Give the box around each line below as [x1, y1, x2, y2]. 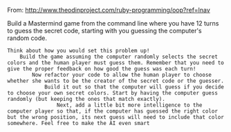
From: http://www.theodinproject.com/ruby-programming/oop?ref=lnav [7, 6, 211, 14]
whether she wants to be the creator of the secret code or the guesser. [7, 77, 225, 84]
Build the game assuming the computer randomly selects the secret [19, 53, 218, 60]
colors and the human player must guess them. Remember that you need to [7, 59, 225, 66]
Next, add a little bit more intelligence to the [56, 102, 203, 109]
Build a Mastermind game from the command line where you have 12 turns [7, 19, 219, 27]
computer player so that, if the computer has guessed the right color [7, 108, 218, 115]
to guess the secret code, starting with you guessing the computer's [7, 27, 202, 35]
